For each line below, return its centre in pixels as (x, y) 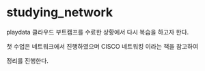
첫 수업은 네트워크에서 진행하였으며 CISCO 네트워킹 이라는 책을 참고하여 (102, 46)
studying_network (60, 13)
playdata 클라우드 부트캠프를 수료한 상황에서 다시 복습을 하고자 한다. (98, 32)
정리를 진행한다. (28, 61)
